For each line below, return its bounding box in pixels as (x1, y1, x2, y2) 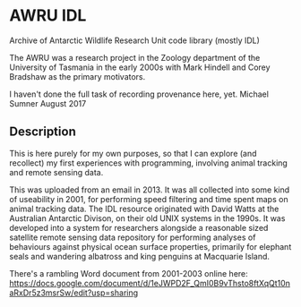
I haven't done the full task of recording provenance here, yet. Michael (9, 89, 269, 99)
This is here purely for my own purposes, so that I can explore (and (9, 148, 257, 158)
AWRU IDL (9, 5, 87, 26)
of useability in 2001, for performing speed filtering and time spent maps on (9, 193, 288, 204)
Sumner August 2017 (9, 98, 87, 108)
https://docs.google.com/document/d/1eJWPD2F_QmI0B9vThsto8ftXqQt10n (9, 277, 291, 288)
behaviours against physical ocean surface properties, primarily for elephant (9, 241, 292, 252)
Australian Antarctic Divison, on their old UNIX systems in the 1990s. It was (9, 212, 286, 224)
